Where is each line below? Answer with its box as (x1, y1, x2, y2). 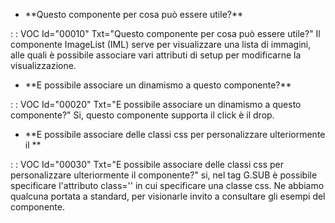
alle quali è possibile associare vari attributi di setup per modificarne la (10, 49, 302, 61)
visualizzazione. (10, 60, 77, 71)
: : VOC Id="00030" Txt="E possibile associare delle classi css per (10, 159, 285, 170)
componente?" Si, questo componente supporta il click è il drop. (10, 109, 275, 121)
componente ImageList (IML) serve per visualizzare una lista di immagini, (10, 39, 312, 50)
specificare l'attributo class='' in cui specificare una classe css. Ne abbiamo (10, 180, 325, 191)
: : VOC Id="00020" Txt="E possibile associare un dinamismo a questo (10, 99, 302, 110)
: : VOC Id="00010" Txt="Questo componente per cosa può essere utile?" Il (10, 28, 321, 39)
